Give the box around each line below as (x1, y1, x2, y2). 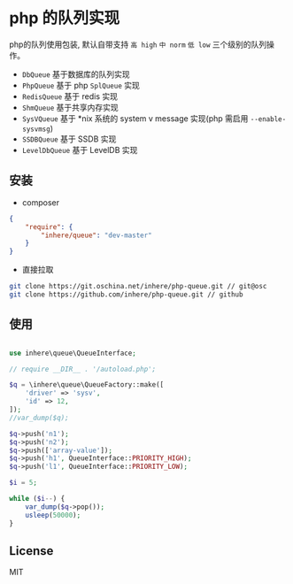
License (9, 543, 54, 558)
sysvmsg (21, 125, 50, 134)
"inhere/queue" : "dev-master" (41, 231, 152, 240)
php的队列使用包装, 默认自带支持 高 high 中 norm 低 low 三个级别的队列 (9, 39, 267, 50)
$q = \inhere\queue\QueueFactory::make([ (9, 380, 165, 389)
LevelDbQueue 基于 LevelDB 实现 (21, 144, 138, 155)
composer (21, 196, 60, 208)
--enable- (250, 114, 287, 124)
